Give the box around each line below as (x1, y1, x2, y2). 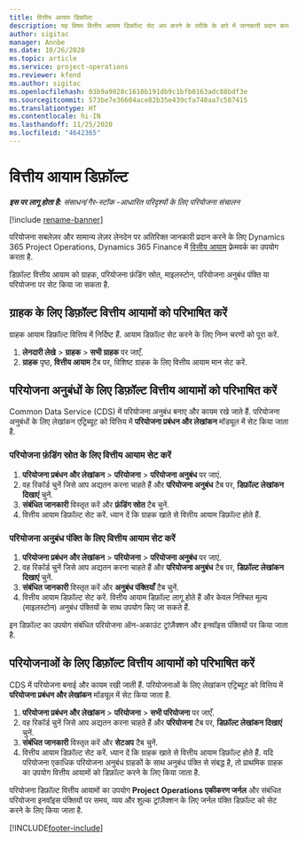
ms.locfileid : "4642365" (9, 129, 101, 138)
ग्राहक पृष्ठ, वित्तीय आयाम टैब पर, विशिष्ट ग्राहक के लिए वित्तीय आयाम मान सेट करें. (21, 357, 247, 367)
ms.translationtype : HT (9, 104, 98, 113)
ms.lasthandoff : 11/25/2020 (9, 121, 114, 130)
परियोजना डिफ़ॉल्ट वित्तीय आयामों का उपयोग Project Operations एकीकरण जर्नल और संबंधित (9, 784, 282, 795)
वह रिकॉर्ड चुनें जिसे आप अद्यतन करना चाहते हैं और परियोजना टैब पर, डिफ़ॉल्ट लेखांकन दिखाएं (21, 717, 283, 727)
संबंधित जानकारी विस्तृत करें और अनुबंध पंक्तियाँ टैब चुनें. (21, 582, 179, 593)
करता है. (9, 251, 34, 262)
